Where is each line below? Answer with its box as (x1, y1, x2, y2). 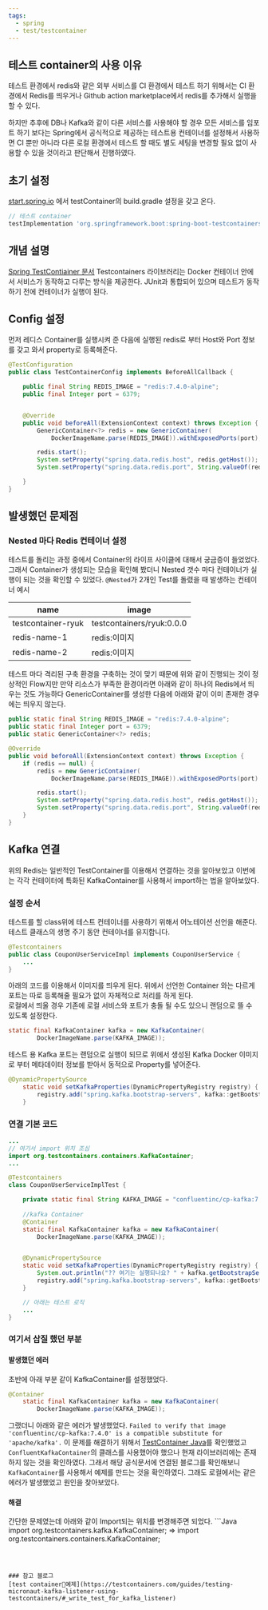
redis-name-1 (12, 632, 68, 643)
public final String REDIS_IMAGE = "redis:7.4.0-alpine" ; (22, 383, 219, 391)
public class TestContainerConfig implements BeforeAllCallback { (8, 369, 234, 377)
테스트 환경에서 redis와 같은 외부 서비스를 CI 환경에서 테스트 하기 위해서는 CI (8, 81, 247, 90)
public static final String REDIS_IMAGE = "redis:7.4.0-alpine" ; (8, 715, 230, 724)
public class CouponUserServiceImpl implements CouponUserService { (8, 950, 241, 958)
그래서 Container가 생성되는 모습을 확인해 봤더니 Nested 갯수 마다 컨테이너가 (8, 565, 250, 574)
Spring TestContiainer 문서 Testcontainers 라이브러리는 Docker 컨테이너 (8, 266, 239, 276)
